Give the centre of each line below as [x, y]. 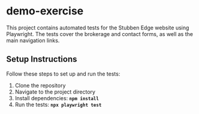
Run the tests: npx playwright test [58, 104]
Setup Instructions [42, 59]
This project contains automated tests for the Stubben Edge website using [98, 28]
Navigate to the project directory [55, 92]
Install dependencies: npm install [57, 98]
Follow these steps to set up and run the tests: [63, 74]
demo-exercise [45, 11]
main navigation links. [33, 40]
